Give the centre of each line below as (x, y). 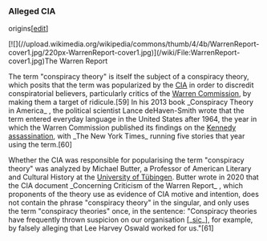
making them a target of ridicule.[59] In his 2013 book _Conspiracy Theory (131, 102)
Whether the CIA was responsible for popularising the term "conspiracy (126, 160)
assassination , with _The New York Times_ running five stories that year (127, 136)
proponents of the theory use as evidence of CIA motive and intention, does (133, 195)
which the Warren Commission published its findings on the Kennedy (122, 128)
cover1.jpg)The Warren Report (58, 61)
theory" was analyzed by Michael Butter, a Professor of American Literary (130, 169)
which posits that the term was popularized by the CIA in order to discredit (131, 85)
